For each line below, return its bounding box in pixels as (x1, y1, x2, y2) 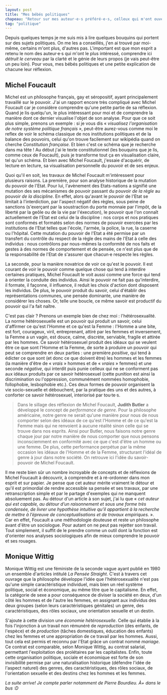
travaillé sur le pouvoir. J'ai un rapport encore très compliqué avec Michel (5, 99, 156, 105)
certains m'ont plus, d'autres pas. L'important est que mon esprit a (20, 45, 157, 51)
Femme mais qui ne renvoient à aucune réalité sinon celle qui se (17, 423, 149, 429)
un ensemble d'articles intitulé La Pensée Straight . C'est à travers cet (5, 571, 147, 577)
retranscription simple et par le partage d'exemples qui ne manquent (5, 490, 146, 497)
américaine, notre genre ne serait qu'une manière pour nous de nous (17, 412, 159, 418)
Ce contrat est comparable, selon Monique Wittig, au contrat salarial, (5, 644, 146, 650)
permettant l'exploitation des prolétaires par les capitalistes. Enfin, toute (5, 649, 153, 655)
